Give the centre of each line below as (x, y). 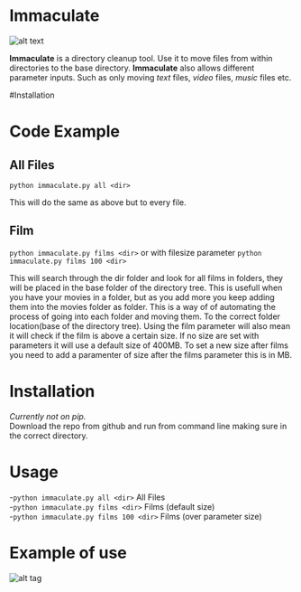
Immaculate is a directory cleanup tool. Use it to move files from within (141, 58)
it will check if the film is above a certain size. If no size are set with (134, 335)
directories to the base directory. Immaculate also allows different (132, 68)
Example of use (68, 553)
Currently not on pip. (48, 416)
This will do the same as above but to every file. (98, 202)
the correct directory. (49, 436)
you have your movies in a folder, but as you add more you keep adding (142, 297)
